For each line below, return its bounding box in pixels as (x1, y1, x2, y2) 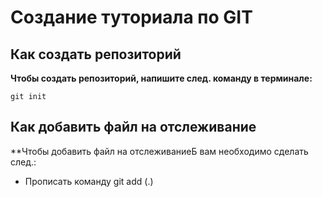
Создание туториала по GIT (10, 6, 253, 29)
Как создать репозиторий (10, 46, 182, 63)
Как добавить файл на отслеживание (10, 119, 257, 136)
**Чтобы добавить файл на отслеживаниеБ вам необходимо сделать (10, 145, 309, 157)
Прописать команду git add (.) (24, 175, 154, 187)
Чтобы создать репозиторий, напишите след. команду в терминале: (10, 72, 313, 84)
